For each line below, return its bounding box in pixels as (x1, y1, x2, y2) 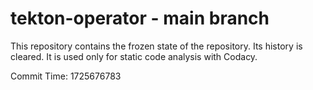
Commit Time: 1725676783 (10, 70, 122, 82)
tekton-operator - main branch (10, 7, 270, 30)
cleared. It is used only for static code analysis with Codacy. (10, 50, 258, 62)
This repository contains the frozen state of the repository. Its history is (10, 40, 303, 52)
